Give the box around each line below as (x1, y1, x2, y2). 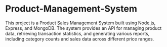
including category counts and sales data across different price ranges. (5, 36, 154, 42)
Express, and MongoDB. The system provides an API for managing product (5, 25, 162, 31)
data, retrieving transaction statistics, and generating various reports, (5, 30, 150, 36)
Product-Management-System (5, 3, 138, 15)
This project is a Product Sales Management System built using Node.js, (5, 20, 156, 26)
